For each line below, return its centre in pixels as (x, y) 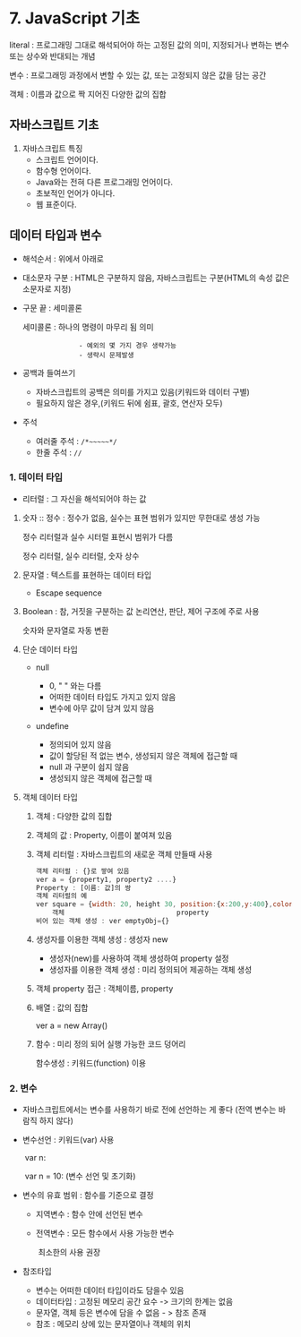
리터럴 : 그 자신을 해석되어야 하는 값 (84, 499)
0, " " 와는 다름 (75, 685)
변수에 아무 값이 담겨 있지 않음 (102, 707)
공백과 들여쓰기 (49, 373)
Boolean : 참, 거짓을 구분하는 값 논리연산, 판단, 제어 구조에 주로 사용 (141, 611)
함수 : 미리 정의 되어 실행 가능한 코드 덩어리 (111, 1043)
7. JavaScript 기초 (75, 18)
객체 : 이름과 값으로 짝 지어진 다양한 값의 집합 (88, 94)
